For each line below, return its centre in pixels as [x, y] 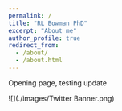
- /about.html [39, 61]
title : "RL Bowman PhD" [48, 23]
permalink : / [30, 16]
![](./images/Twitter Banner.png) [61, 98]
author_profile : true [45, 38]
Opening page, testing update [57, 83]
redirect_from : [34, 46]
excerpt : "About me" [43, 30]
